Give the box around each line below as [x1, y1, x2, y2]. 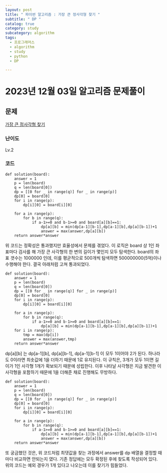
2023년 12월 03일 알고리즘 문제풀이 [5, 86, 146, 97]
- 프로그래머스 [9, 40, 35, 45]
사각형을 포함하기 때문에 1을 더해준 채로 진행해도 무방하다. [5, 369, 118, 375]
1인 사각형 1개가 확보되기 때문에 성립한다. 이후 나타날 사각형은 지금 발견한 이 [14, 363, 162, 369]
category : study [5, 26, 39, 31]
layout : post [5, 7, 32, 12]
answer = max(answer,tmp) [23, 337, 77, 342]
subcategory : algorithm [5, 30, 55, 35]
